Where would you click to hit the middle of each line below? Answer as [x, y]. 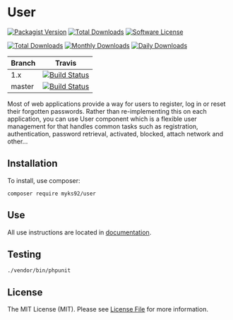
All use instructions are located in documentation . [79, 232]
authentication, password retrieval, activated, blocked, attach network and [115, 134]
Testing [24, 254]
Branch [23, 63]
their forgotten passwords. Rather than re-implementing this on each [107, 111]
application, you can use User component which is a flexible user [102, 119]
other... [18, 141]
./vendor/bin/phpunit [39, 271]
